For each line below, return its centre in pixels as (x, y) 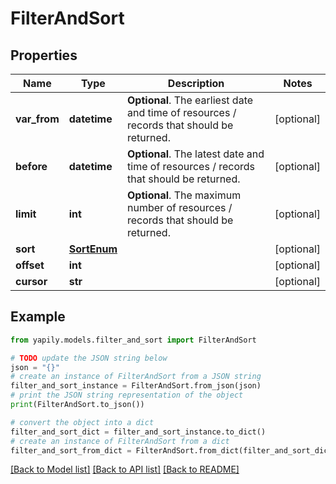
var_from (37, 119)
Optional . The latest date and (196, 154)
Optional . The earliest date (190, 100)
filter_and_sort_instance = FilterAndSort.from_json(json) (136, 386)
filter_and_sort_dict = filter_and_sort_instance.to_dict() (138, 432)
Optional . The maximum (184, 195)
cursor (31, 281)
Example (38, 317)
